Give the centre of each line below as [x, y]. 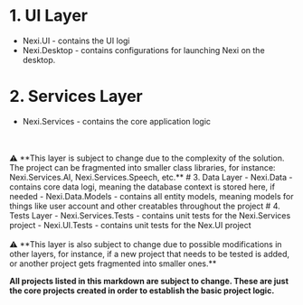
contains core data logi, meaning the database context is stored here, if [142, 187]
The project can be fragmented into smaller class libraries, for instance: [142, 167]
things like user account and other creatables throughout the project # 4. [145, 206]
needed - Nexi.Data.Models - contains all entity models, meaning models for [151, 196]
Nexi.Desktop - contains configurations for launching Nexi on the [143, 50]
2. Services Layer [76, 97]
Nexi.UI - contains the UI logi [76, 41]
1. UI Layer [49, 16]
